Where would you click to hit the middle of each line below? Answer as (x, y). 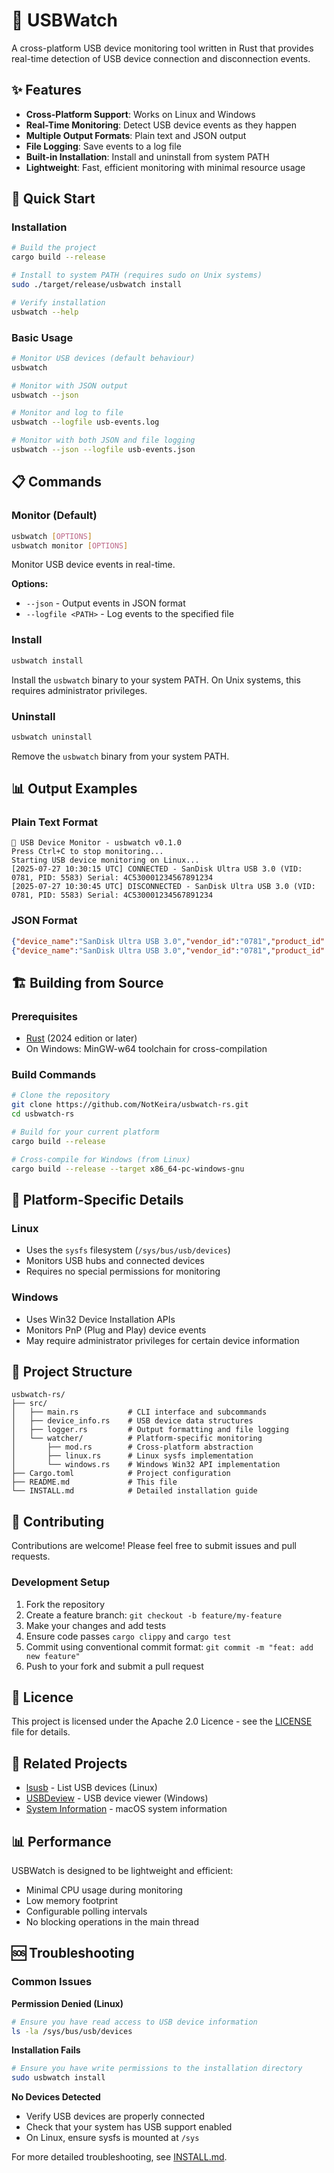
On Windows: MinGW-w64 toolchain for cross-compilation (146, 1049)
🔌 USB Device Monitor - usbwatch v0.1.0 (97, 843)
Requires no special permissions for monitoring (123, 1271)
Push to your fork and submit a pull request (114, 1666)
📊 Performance (61, 1841)
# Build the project (54, 248)
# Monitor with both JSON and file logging (103, 440)
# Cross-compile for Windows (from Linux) (101, 1159)
